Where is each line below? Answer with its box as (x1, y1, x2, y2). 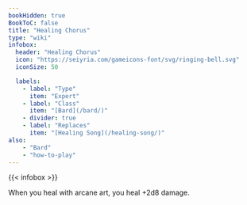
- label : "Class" (22, 100, 80, 108)
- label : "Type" (22, 85, 77, 93)
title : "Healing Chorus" (8, 26, 91, 34)
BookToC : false (8, 19, 59, 27)
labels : (15, 77, 41, 85)
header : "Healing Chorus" (15, 48, 102, 56)
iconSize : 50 (15, 63, 59, 71)
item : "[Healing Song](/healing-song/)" (29, 129, 165, 137)
